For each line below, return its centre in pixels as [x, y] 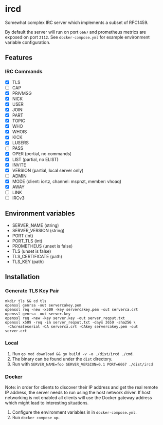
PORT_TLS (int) [27, 241]
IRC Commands [24, 72]
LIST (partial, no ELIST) [35, 159]
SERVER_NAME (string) [36, 225]
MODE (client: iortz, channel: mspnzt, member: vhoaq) [67, 181]
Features [19, 58]
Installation [22, 277]
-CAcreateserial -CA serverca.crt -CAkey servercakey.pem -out [72, 326]
